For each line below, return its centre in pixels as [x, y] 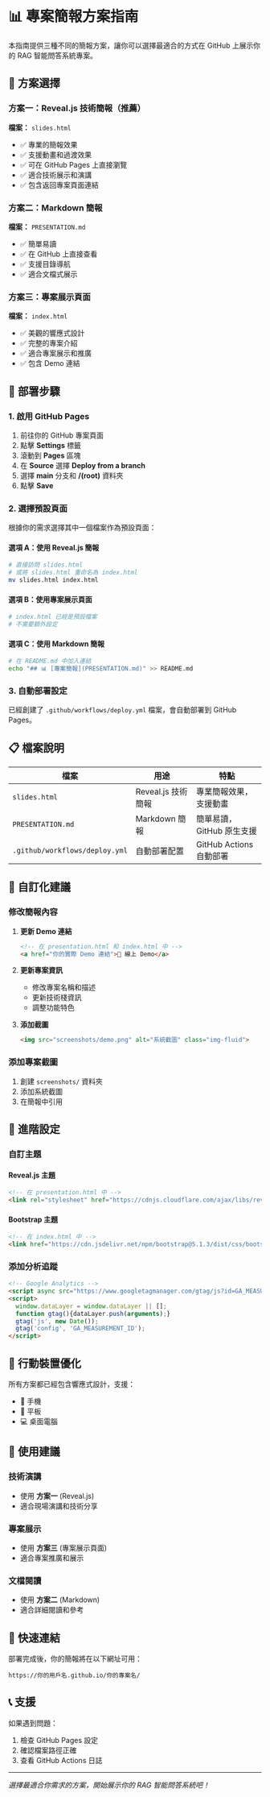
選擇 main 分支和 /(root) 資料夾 [72, 475]
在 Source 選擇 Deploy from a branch [83, 465]
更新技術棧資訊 [57, 998]
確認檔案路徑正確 [48, 1750]
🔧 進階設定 [34, 1129]
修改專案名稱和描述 [64, 987]
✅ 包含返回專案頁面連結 [59, 185]
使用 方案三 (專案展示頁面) [63, 1547]
